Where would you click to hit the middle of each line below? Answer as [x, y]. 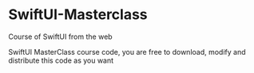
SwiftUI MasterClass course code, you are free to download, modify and [127, 52]
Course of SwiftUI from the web [61, 36]
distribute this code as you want [61, 60]
